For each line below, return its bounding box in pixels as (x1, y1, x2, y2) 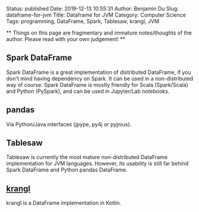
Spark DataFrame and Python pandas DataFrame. (6, 166, 128, 173)
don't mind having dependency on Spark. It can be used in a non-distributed (6, 74, 194, 82)
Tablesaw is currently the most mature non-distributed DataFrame (6, 154, 168, 161)
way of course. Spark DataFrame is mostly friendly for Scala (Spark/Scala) (6, 81, 188, 88)
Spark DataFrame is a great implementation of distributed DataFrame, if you (6, 68, 191, 76)
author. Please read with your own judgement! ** (6, 36, 126, 42)
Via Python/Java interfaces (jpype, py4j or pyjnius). (6, 120, 132, 127)
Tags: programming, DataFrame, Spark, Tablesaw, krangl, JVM (6, 18, 159, 24)
